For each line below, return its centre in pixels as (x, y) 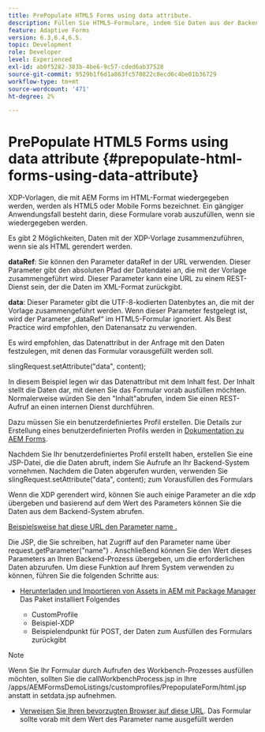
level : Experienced (40, 60)
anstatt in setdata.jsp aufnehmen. (62, 696)
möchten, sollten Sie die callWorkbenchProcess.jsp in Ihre (103, 679)
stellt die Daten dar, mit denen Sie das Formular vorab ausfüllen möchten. (127, 390)
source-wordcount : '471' (49, 89)
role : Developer (35, 52)
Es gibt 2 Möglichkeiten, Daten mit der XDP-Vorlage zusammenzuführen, (126, 238)
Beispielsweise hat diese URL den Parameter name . (93, 527)
